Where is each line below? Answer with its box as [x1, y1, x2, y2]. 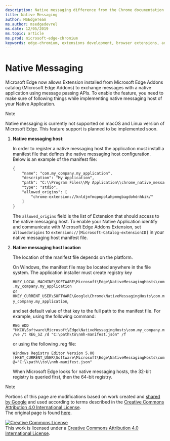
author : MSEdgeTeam [5, 17, 47, 22]
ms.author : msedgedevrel [5, 21, 58, 27]
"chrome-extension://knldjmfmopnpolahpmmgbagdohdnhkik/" [31, 194, 153, 199]
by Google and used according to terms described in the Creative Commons [5, 399, 164, 405]
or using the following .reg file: [12, 341, 76, 347]
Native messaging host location [12, 244, 81, 250]
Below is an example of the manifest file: [12, 156, 97, 162]
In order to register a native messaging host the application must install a [12, 145, 164, 151]
